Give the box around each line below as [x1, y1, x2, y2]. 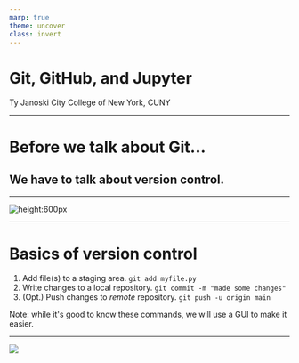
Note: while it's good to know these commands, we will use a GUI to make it [9, 309, 287, 320]
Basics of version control [9, 244, 198, 263]
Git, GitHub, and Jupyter [9, 68, 193, 88]
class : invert [9, 29, 62, 38]
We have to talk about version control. [9, 172, 225, 187]
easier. [9, 319, 34, 329]
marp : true [9, 12, 50, 22]
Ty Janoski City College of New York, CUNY [9, 97, 171, 108]
